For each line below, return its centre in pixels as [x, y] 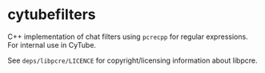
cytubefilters [52, 15]
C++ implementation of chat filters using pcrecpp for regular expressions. [128, 36]
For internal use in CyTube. [52, 44]
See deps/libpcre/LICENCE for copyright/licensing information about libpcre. [132, 60]
